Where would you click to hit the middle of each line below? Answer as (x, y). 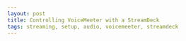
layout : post (27, 14)
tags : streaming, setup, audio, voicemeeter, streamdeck (93, 26)
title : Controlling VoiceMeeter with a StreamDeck (83, 20)
